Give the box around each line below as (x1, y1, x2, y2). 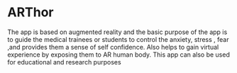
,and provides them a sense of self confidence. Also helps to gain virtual (7, 43, 219, 51)
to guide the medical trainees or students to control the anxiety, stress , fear (7, 35, 229, 43)
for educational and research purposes (7, 57, 122, 66)
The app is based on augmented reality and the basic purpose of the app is (7, 28, 228, 36)
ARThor (7, 4, 54, 21)
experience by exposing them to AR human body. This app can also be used (7, 50, 231, 59)
